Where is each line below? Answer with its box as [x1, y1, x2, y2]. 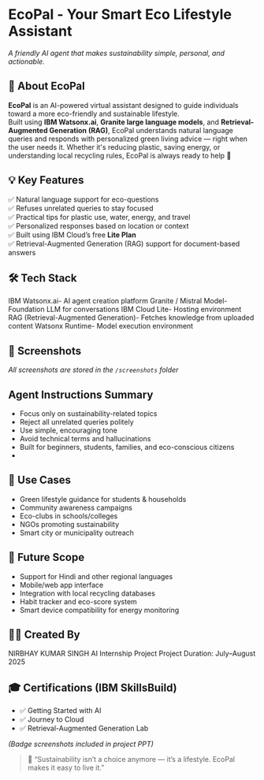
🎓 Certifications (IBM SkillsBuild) [8, 681, 177, 694]
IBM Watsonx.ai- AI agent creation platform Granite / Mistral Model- [8, 296, 228, 306]
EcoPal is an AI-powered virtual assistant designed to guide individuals [8, 100, 239, 110]
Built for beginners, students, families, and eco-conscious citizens [19, 443, 235, 451]
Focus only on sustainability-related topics [19, 409, 158, 418]
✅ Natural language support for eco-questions [8, 195, 159, 204]
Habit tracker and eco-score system [19, 596, 138, 606]
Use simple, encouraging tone [19, 425, 118, 435]
